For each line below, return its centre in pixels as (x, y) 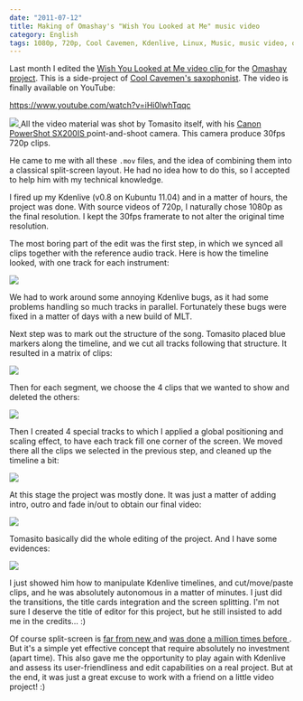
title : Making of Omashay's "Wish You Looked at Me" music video (134, 26)
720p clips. (30, 143)
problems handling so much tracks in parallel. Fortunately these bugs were (148, 307)
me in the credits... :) (48, 622)
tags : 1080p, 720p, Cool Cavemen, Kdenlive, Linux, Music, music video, (149, 43)
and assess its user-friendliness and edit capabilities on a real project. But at (151, 668)
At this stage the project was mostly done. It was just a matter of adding (143, 495)
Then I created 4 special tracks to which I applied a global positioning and (147, 432)
